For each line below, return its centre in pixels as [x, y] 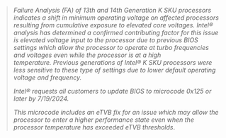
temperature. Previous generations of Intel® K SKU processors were [113, 62]
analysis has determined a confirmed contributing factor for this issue [116, 32]
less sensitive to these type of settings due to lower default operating [114, 70]
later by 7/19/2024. [41, 99]
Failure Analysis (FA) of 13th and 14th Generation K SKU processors [112, 10]
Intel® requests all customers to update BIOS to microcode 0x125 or [112, 91]
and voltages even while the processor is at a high [87, 55]
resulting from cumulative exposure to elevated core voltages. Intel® [113, 25]
